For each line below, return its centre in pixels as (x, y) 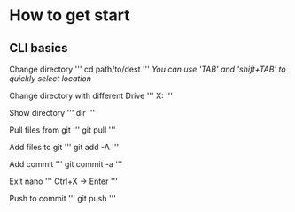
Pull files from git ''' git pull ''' (62, 130)
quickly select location (50, 79)
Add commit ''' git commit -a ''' (66, 164)
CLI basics (39, 48)
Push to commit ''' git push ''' (63, 198)
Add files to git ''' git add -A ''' (64, 147)
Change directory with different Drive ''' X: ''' (91, 95)
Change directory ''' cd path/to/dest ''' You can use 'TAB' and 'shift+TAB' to (147, 69)
